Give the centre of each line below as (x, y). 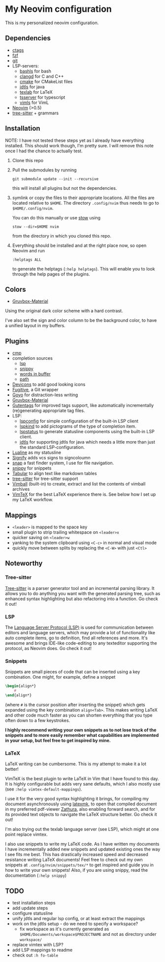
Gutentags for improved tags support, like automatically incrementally (83, 406)
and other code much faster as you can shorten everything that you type (79, 715)
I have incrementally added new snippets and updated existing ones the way (83, 849)
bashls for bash (35, 71)
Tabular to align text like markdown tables (54, 474)
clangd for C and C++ (42, 76)
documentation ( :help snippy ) (36, 875)
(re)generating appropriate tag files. (49, 411)
